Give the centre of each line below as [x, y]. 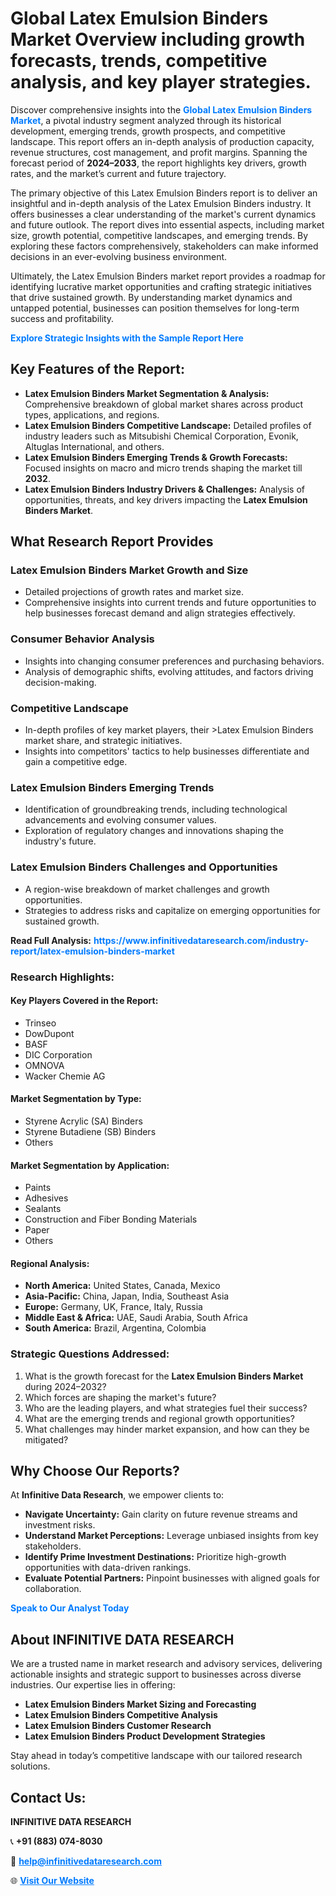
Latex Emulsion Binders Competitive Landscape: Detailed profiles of [168, 425]
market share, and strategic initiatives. [103, 741]
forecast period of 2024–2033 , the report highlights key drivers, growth [158, 163]
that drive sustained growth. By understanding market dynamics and [151, 297]
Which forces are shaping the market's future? [120, 1397]
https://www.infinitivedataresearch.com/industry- [201, 940]
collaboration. [53, 1589]
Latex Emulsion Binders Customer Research [118, 1726]
